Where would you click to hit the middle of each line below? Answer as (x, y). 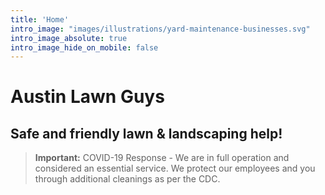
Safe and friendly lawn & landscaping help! (146, 133)
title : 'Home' (40, 19)
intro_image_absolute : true (69, 38)
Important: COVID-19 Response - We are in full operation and (162, 158)
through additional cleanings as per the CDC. (127, 179)
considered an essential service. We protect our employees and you (175, 168)
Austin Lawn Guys (87, 97)
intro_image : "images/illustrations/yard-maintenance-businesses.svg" (160, 29)
